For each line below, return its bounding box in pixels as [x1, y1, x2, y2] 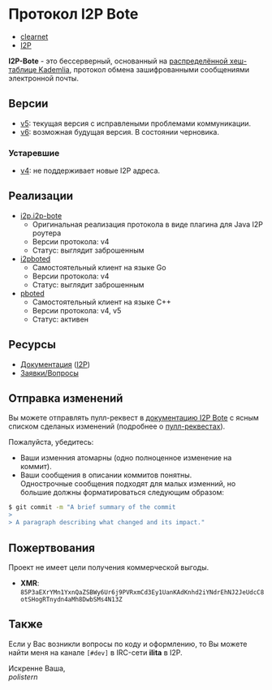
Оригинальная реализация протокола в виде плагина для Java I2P [32, 219, 264, 229]
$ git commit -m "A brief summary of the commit [8, 503, 176, 511]
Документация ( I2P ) [19, 359, 91, 369]
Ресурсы [8, 338, 57, 351]
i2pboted [19, 253, 51, 264]
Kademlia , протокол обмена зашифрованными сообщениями [38, 64, 250, 74]
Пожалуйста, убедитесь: [8, 438, 94, 447]
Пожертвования [8, 541, 96, 554]
